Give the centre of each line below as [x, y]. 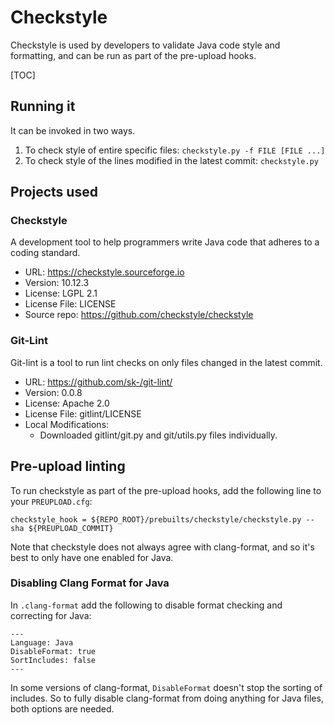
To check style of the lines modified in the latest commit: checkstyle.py [171, 160]
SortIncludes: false [53, 660]
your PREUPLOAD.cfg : [51, 501]
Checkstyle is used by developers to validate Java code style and [145, 45]
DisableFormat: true [53, 651]
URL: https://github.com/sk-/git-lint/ [98, 382]
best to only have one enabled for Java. [92, 557]
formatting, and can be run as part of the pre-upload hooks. [133, 55]
